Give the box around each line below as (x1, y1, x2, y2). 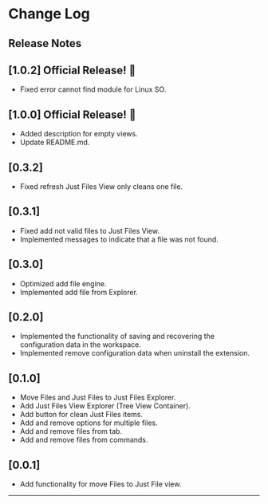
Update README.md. (19, 137, 90, 148)
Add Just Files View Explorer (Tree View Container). (19, 401, 191, 411)
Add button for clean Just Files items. (19, 410, 144, 419)
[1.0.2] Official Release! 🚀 (8, 63, 136, 77)
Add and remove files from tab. (19, 427, 122, 436)
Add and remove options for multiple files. (19, 418, 158, 427)
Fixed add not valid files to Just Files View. (19, 226, 160, 235)
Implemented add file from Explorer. (19, 287, 138, 297)
